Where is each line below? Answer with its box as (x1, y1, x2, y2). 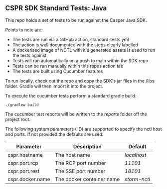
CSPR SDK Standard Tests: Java (5, 4, 107, 12)
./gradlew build (5, 102, 39, 107)
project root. (5, 116, 31, 122)
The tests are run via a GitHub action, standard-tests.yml (12, 36, 129, 42)
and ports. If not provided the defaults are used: (5, 131, 104, 137)
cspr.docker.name (7, 176, 51, 183)
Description (73, 143, 102, 150)
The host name (55, 151, 91, 158)
